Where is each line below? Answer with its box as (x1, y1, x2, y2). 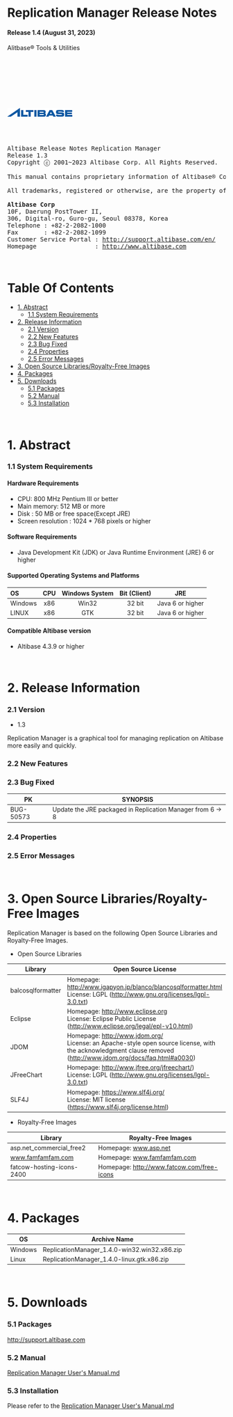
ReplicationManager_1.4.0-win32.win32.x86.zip (42, 1245, 182, 1253)
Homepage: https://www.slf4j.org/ (67, 1088, 165, 1096)
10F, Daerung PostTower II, (7, 207, 103, 216)
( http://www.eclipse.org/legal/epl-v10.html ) (67, 1022, 193, 1030)
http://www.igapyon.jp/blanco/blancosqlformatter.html (67, 983, 223, 991)
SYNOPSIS (121, 795, 154, 803)
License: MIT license (67, 1095, 126, 1104)
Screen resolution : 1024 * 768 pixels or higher (17, 516, 151, 525)
